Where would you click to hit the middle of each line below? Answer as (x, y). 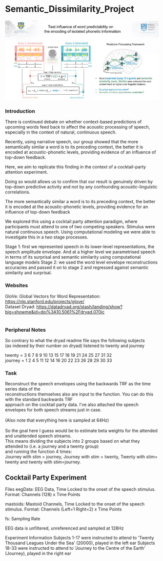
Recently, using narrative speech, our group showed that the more (71, 142)
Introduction (20, 111)
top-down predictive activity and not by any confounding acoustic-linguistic (81, 187)
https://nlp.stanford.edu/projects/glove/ (45, 301)
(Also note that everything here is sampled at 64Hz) (57, 420)
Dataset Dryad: (20, 307)
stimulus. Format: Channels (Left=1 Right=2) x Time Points (63, 509)
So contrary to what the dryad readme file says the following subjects (75, 341)
